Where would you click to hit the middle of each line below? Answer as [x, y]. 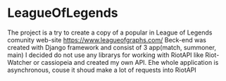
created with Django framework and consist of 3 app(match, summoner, [112, 47]
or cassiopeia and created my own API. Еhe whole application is [126, 62]
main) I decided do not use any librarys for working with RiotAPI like [106, 55]
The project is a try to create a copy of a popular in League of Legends [110, 32]
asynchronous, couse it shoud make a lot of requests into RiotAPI [102, 70]
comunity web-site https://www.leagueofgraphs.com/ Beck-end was [107, 39]
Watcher [20, 62]
